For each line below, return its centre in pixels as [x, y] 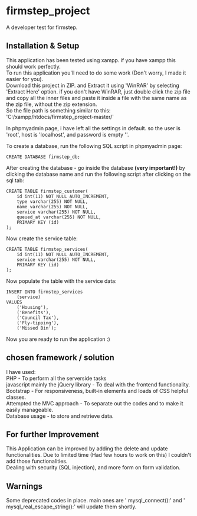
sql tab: [15, 180]
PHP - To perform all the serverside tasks [56, 378]
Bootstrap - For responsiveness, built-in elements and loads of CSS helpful [97, 391]
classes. [16, 397]
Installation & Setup [43, 46]
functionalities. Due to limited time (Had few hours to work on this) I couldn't [99, 455]
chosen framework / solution [60, 358]
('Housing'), [33, 307]
